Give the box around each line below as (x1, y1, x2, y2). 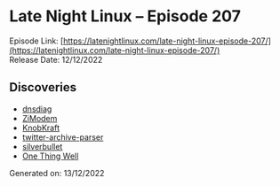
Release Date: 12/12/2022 (9, 54, 103, 65)
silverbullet (21, 141, 63, 151)
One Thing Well (21, 151, 79, 161)
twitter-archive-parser (21, 131, 104, 143)
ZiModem (21, 112, 58, 123)
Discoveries (9, 80, 77, 95)
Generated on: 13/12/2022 (9, 167, 105, 178)
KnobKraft (21, 122, 60, 133)
